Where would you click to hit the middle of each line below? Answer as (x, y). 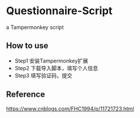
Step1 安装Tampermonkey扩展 (51, 61)
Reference (26, 95)
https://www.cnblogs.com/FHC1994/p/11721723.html (70, 109)
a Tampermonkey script (35, 27)
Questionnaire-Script (59, 11)
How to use (27, 46)
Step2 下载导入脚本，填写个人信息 (56, 68)
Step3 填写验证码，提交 (43, 76)
